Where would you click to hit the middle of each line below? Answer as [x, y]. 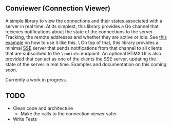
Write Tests [25, 119]
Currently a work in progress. [36, 79]
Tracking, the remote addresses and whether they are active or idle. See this [86, 37]
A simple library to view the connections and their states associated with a [84, 20]
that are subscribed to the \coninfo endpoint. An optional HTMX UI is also [83, 53]
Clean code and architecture [43, 108]
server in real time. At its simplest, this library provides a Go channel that [82, 26]
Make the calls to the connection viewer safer [69, 113]
